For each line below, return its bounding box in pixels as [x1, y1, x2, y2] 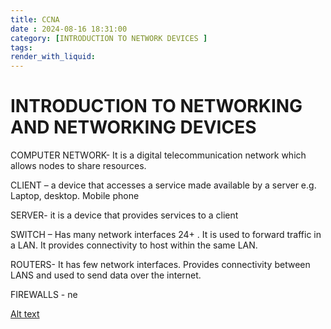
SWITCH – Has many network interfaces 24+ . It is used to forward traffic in [10, 229, 322, 241]
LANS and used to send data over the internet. [10, 269, 202, 281]
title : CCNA [10, 14, 60, 25]
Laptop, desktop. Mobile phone [10, 190, 140, 202]
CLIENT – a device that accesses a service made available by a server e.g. [10, 179, 317, 191]
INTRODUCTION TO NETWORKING [10, 95, 303, 118]
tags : [10, 42, 33, 53]
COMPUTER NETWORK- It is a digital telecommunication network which [10, 149, 307, 161]
